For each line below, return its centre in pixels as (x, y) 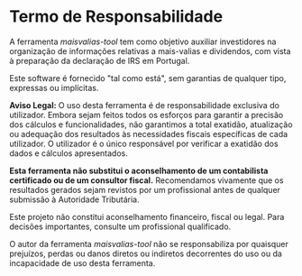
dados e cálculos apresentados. (69, 153)
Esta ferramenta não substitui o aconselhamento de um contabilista (139, 170)
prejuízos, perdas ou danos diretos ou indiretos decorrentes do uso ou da (146, 253)
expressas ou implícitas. (54, 87)
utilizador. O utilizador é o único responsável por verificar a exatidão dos (144, 143)
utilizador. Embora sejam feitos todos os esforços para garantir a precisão (146, 115)
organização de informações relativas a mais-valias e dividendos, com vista (150, 51)
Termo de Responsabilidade (116, 17)
